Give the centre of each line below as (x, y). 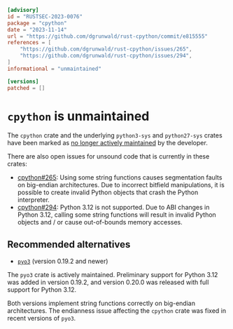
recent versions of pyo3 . (42, 318)
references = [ (29, 43)
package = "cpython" (37, 23)
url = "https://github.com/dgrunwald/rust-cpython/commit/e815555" (108, 36)
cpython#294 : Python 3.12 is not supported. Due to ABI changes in (113, 208)
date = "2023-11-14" (37, 29)
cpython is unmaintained (78, 116)
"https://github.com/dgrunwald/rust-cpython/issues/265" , (106, 49)
